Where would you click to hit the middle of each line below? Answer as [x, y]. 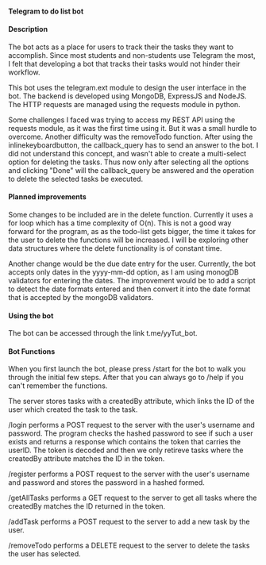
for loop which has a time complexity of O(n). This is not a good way [120, 223]
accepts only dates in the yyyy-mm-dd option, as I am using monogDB [124, 272]
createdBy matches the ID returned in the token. [87, 506]
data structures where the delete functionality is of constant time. [115, 248]
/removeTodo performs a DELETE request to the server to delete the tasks [129, 546]
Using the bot [31, 315]
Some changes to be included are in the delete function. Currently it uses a [131, 215]
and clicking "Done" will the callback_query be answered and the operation [131, 170]
